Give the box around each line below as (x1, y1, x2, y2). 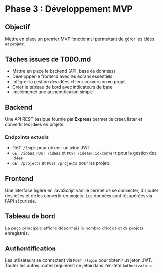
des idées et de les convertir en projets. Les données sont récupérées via (5, 192, 152, 199)
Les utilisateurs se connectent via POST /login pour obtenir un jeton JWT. (5, 257, 152, 263)
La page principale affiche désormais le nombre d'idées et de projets (5, 225, 144, 231)
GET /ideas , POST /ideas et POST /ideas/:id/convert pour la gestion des (12, 150, 157, 156)
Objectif (5, 23, 30, 31)
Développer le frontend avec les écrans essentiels (12, 73, 113, 79)
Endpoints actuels (5, 134, 49, 140)
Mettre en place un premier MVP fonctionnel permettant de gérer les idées (5, 36, 155, 42)
